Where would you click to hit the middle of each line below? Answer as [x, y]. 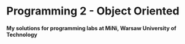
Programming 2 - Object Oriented [93, 11]
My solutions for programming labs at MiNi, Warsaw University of [91, 28]
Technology [22, 34]
